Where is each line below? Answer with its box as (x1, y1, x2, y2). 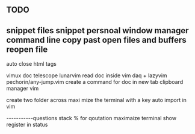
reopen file (6, 44, 48, 54)
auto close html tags (6, 60, 57, 68)
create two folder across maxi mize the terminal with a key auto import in (6, 97, 187, 104)
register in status (6, 121, 48, 129)
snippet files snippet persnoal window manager (6, 25, 189, 36)
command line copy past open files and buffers (6, 34, 187, 45)
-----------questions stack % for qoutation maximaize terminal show (6, 115, 176, 122)
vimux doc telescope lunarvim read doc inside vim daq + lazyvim (6, 72, 167, 79)
